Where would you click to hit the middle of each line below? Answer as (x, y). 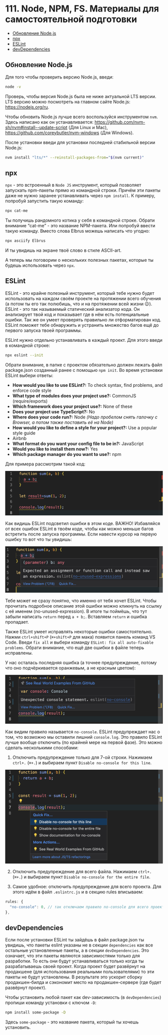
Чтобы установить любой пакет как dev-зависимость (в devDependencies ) (83, 997)
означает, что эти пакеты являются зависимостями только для (72, 956)
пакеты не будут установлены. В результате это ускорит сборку (74, 977)
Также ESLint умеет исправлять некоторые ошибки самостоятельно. (79, 632)
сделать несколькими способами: (42, 748)
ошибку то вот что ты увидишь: (39, 539)
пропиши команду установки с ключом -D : (51, 1003)
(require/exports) (30, 401)
